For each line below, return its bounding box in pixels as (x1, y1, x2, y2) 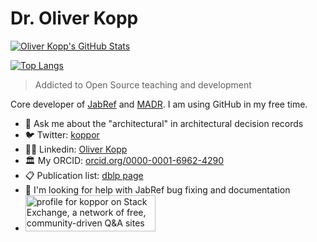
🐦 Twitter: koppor (24, 128, 100, 141)
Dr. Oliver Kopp (10, 7, 139, 30)
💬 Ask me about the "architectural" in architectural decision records (24, 117, 304, 129)
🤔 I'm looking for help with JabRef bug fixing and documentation (24, 183, 291, 196)
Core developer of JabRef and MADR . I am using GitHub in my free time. (10, 98, 308, 110)
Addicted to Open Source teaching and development (34, 78, 252, 91)
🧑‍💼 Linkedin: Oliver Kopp (24, 143, 128, 155)
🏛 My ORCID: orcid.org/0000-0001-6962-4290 (24, 154, 225, 166)
